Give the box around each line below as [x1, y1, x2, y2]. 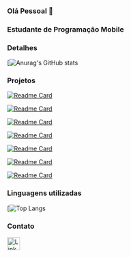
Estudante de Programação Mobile [7, 24, 124, 34]
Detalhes [7, 43, 38, 52]
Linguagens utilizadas [7, 188, 82, 198]
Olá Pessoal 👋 [7, 6, 53, 16]
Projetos [7, 76, 36, 85]
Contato [7, 221, 35, 231]
